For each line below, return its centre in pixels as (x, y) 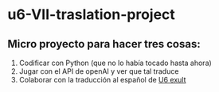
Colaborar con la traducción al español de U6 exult (102, 80)
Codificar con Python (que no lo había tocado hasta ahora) (115, 63)
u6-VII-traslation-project (92, 15)
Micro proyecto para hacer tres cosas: (104, 44)
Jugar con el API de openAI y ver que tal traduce (99, 71)
